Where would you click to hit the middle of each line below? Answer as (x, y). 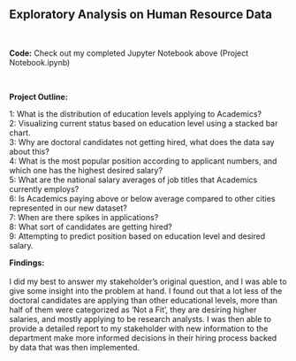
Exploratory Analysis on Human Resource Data (140, 15)
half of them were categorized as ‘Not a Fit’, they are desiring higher (133, 310)
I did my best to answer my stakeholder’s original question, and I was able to (148, 281)
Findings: (27, 262)
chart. (20, 133)
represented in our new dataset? (68, 208)
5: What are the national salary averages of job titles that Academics (133, 180)
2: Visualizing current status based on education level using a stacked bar (144, 123)
